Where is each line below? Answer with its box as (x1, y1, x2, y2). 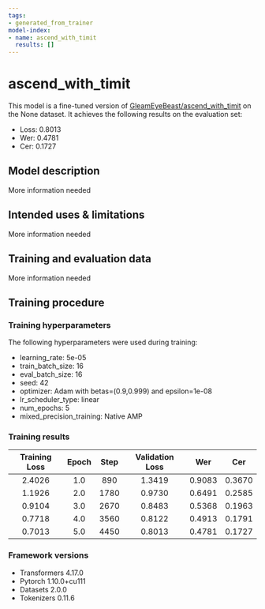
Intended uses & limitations (8, 209, 145, 222)
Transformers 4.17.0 (19, 568, 84, 577)
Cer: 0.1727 (19, 141, 57, 151)
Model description (8, 164, 100, 178)
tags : (8, 11, 26, 20)
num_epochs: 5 (19, 404, 70, 413)
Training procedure (8, 295, 105, 309)
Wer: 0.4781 (19, 133, 59, 143)
